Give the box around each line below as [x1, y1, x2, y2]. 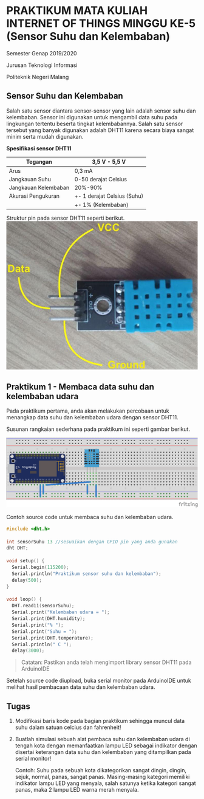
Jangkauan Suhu [8, 175, 52, 183]
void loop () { [6, 596, 42, 602]
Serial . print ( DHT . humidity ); [12, 616, 86, 622]
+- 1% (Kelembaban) [74, 201, 129, 208]
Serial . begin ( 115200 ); [12, 564, 69, 571]
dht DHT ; [6, 545, 29, 551]
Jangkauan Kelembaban [8, 184, 70, 191]
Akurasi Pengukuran [8, 192, 59, 200]
